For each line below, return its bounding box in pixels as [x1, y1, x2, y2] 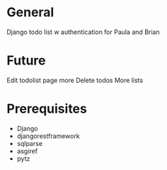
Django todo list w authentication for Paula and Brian [6, 28, 160, 36]
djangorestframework [16, 132, 80, 140]
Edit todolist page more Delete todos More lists [6, 76, 144, 84]
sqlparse [16, 139, 43, 147]
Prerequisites [6, 101, 88, 117]
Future [6, 52, 47, 69]
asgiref [16, 147, 38, 155]
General [6, 4, 54, 21]
